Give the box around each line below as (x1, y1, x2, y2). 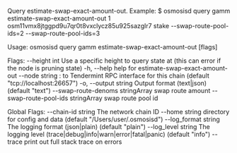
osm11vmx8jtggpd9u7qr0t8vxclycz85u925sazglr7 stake (7, 22, 170, 30)
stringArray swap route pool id (69, 94, 158, 102)
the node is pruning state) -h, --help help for (7, 64, 137, 72)
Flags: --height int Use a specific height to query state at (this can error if (7, 56, 221, 65)
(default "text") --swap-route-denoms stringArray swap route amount (7, 87, 211, 94)
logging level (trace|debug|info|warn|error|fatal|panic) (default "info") (7, 130, 211, 138)
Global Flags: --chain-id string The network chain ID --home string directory (7, 108, 230, 116)
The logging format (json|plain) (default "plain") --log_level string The (7, 123, 210, 130)
